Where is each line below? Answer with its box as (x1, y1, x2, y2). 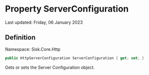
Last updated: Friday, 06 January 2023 (5, 19, 83, 25)
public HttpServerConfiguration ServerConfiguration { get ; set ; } (5, 56, 145, 60)
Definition (5, 33, 35, 42)
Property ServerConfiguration (5, 3, 129, 15)
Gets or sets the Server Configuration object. (5, 64, 95, 70)
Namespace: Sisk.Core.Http (5, 46, 61, 52)
